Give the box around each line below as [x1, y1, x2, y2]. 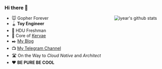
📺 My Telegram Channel [11, 45, 61, 51]
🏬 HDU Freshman [11, 28, 46, 33]
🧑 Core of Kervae [11, 33, 46, 39]
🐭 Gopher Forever [11, 15, 49, 21]
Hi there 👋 [4, 4, 29, 11]
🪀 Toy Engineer [11, 21, 44, 27]
